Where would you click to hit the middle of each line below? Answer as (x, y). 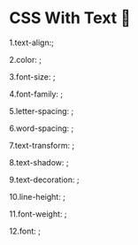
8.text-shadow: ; (39, 162)
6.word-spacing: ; (42, 128)
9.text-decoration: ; (44, 180)
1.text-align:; (32, 42)
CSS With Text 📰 (70, 18)
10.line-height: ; (38, 196)
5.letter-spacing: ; (42, 111)
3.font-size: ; (32, 77)
